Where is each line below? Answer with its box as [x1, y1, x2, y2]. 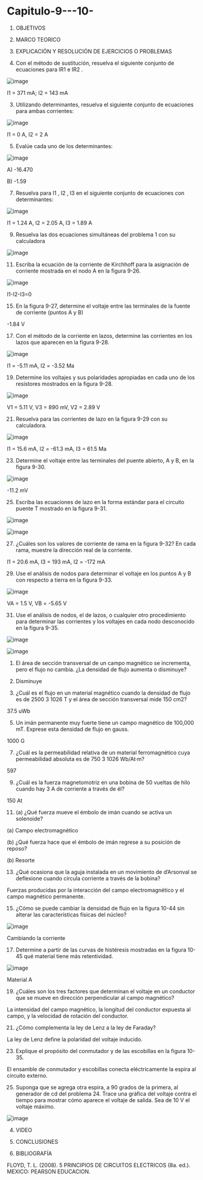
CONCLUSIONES [15, 1138, 59, 1145]
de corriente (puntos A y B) [15, 308, 84, 316]
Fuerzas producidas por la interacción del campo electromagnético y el [7, 886, 184, 893]
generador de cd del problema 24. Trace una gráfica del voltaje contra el [15, 1090, 197, 1097]
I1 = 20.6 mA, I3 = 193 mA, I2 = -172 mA [7, 558, 106, 565]
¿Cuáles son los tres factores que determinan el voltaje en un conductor [15, 987, 195, 995]
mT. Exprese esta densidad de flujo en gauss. [15, 725, 129, 733]
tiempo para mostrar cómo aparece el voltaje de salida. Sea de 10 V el [15, 1096, 190, 1104]
